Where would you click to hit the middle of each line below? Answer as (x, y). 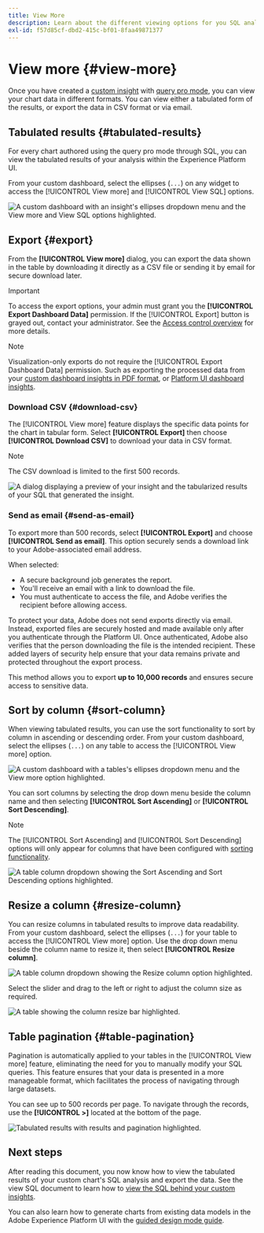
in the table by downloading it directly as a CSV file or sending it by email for (132, 267)
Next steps (35, 1152)
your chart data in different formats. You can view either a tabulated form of (130, 99)
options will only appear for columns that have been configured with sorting (131, 849)
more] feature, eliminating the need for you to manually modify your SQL (125, 1064)
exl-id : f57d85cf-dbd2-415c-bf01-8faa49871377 (86, 30)
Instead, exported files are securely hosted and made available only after (126, 628)
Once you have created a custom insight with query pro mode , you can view (132, 90)
